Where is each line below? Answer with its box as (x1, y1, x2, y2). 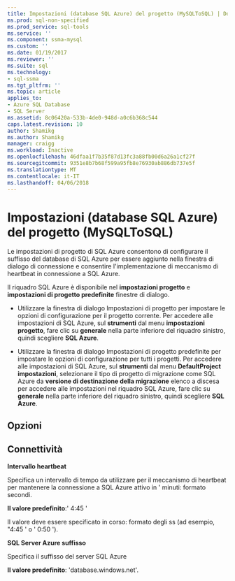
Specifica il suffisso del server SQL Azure (7, 552, 127, 560)
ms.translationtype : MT (7, 166, 77, 173)
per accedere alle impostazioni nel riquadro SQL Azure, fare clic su (17, 385, 211, 393)
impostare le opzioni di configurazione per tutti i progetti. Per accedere (17, 354, 222, 364)
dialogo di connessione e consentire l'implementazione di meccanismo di (7, 262, 219, 271)
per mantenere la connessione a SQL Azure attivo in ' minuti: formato (7, 483, 206, 492)
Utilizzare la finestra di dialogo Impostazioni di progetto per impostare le (17, 304, 226, 313)
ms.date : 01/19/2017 (7, 50, 68, 57)
